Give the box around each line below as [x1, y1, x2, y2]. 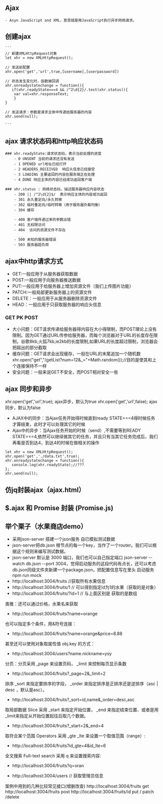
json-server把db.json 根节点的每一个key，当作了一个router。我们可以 [12, 542, 153, 548]
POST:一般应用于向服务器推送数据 [12, 277, 81, 283]
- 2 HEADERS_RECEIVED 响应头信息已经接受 [14, 167, 95, 172]
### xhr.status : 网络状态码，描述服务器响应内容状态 [5, 187, 104, 192]
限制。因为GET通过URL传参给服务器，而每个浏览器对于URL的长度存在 [12, 332, 154, 338]
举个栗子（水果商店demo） [5, 522, 87, 530]
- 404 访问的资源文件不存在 [14, 228, 66, 233]
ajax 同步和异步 [5, 385, 52, 393]
